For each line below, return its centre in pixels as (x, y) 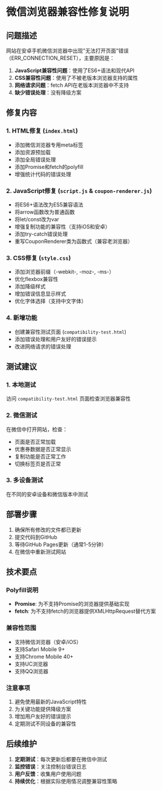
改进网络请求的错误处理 (43, 346)
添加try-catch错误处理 (41, 234)
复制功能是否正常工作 (40, 456)
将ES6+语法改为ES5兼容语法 (49, 204)
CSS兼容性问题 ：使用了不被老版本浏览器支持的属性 (76, 78)
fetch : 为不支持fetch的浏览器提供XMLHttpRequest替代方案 (85, 611)
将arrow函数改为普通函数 (44, 212)
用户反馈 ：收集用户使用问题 (48, 774)
